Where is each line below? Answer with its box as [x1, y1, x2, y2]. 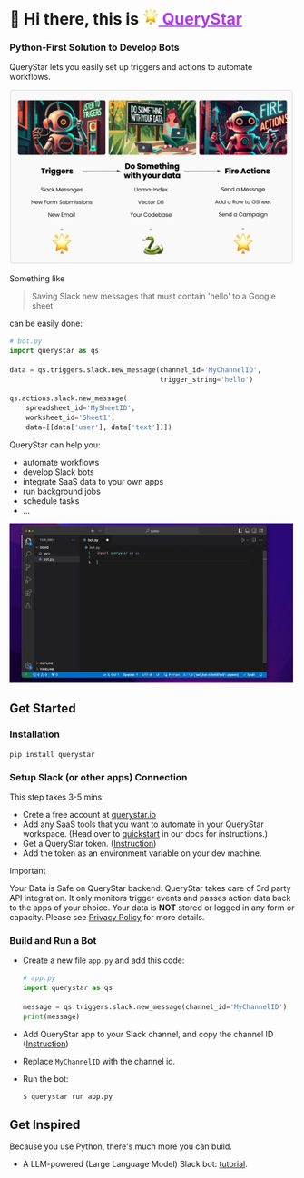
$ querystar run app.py [22, 1092, 113, 1101]
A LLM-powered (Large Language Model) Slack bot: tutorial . [22, 1159, 248, 1170]
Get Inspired [9, 1116, 81, 1133]
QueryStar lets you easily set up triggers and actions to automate [9, 62, 253, 73]
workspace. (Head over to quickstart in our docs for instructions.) [22, 828, 269, 839]
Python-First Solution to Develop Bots [9, 41, 180, 54]
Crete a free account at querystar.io [22, 809, 157, 820]
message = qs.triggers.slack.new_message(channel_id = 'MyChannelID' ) [22, 1002, 288, 1011]
